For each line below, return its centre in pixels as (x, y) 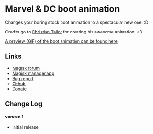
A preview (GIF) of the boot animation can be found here (61, 41)
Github (19, 84)
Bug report (23, 78)
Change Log (24, 104)
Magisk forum (26, 68)
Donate (19, 89)
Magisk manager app (33, 73)
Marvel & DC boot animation (62, 9)
